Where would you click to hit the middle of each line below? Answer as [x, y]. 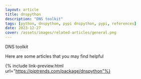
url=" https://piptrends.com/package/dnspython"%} [58, 71]
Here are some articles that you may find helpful [54, 56]
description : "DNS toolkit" [34, 19]
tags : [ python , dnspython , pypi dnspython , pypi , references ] [71, 23]
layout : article [22, 10]
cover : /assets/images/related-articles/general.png [61, 33]
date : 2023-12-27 [23, 28]
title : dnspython [23, 14]
